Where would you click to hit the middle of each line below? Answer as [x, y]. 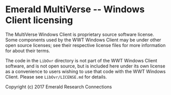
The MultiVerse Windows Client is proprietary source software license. [80, 34]
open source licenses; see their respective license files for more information [85, 45]
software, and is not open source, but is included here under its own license [85, 66]
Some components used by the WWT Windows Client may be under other [83, 40]
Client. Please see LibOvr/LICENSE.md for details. [56, 77]
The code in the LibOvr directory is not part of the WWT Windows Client [81, 60]
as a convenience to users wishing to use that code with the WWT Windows [85, 71]
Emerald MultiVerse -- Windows [75, 9]
